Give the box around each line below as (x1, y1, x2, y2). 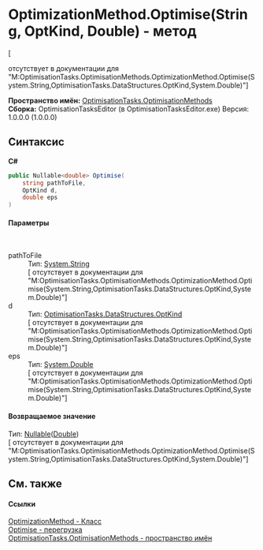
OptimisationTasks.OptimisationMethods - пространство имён (8, 533, 213, 543)
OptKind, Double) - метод (24, 22, 197, 40)
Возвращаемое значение (8, 411, 96, 421)
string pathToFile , (22, 179, 87, 187)
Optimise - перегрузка (8, 525, 83, 534)
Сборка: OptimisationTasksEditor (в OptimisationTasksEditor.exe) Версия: (8, 104, 250, 114)
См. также (8, 477, 63, 490)
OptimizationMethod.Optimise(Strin (8, 6, 248, 24)
